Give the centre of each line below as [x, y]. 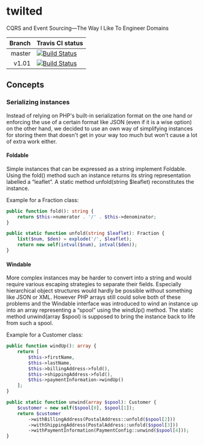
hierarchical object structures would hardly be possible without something [99, 291]
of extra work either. [32, 141]
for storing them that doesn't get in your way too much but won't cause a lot [102, 135]
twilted [24, 11]
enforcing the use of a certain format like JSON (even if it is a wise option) [99, 122]
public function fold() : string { [50, 211]
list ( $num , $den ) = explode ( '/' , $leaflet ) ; [75, 239]
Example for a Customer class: [45, 335]
